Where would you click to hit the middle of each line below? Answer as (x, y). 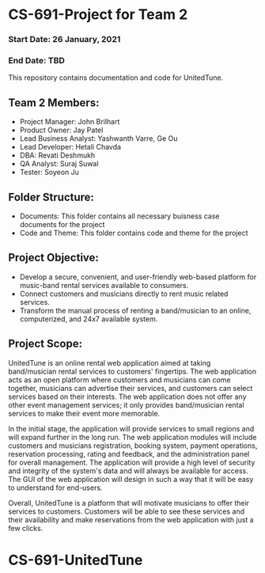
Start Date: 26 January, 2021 (64, 40)
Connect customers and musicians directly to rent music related (124, 294)
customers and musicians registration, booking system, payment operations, (133, 446)
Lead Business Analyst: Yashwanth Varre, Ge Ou (98, 139)
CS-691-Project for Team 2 (98, 15)
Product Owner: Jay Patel (61, 130)
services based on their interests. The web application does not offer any (127, 397)
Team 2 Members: (54, 102)
